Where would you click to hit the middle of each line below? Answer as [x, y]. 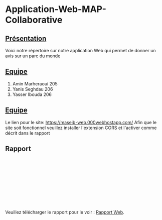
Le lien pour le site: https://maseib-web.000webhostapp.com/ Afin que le [81, 122]
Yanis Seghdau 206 [33, 89]
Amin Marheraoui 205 [35, 83]
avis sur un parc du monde [33, 56]
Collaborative [34, 20]
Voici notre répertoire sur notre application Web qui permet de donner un [81, 50]
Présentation [26, 38]
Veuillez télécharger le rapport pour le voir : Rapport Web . [65, 212]
